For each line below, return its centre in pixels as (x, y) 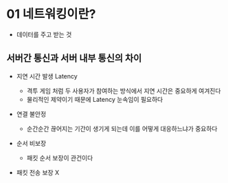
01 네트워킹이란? (51, 14)
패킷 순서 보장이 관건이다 (60, 158)
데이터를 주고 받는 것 (44, 34)
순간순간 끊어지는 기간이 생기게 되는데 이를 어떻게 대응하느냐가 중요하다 (122, 129)
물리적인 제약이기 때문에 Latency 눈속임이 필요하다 (95, 99)
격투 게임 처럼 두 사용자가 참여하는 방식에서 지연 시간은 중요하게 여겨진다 (124, 91)
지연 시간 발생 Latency (47, 76)
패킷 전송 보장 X (38, 172)
